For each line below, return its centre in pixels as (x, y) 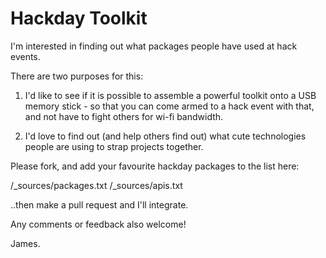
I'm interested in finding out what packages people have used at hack (154, 46)
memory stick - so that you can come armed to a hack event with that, (169, 106)
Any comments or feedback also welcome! (98, 224)
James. (25, 243)
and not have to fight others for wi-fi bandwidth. (124, 116)
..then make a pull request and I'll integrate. (99, 204)
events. (25, 56)
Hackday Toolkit (79, 18)
